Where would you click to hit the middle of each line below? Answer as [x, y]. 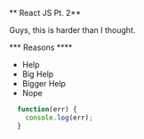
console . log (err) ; [59, 118]
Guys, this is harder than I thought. [72, 30]
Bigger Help [44, 83]
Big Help [38, 74]
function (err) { [47, 110]
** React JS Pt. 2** [45, 13]
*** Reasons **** [41, 47]
